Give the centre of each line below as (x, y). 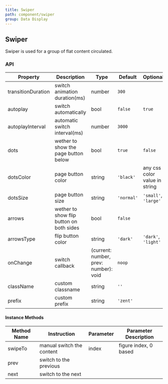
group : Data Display (27, 19)
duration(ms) (70, 98)
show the (65, 147)
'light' (152, 242)
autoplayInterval (27, 127)
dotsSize (18, 198)
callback (65, 266)
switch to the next (60, 374)
